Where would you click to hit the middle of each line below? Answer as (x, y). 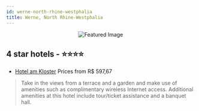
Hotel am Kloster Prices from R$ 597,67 (64, 71)
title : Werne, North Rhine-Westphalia (55, 17)
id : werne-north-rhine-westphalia (49, 12)
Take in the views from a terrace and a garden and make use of (99, 83)
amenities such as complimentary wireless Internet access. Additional (107, 89)
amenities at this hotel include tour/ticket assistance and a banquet (103, 96)
